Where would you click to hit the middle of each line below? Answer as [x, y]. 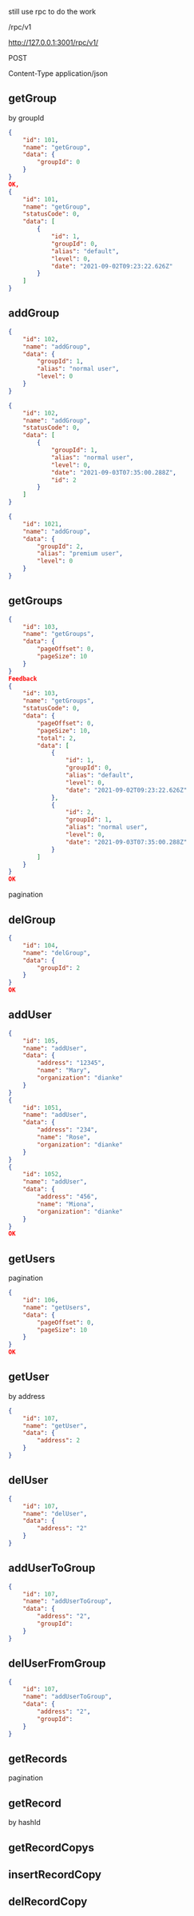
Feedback [23, 678]
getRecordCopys [51, 1848]
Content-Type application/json [58, 74]
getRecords [38, 1758]
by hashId [25, 1823]
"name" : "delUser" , [55, 1513]
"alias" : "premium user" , [80, 554]
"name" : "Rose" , [64, 1138]
